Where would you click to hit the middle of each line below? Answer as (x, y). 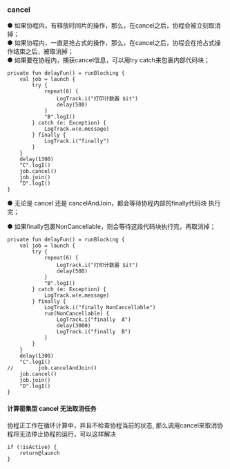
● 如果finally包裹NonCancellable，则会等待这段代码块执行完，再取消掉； (112, 227)
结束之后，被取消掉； (43, 52)
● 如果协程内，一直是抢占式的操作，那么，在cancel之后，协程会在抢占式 (111, 43)
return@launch (40, 453)
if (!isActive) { (32, 447)
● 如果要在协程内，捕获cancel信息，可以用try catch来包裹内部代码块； (109, 60)
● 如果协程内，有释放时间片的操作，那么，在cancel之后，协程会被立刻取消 (114, 26)
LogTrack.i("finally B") (94, 332)
